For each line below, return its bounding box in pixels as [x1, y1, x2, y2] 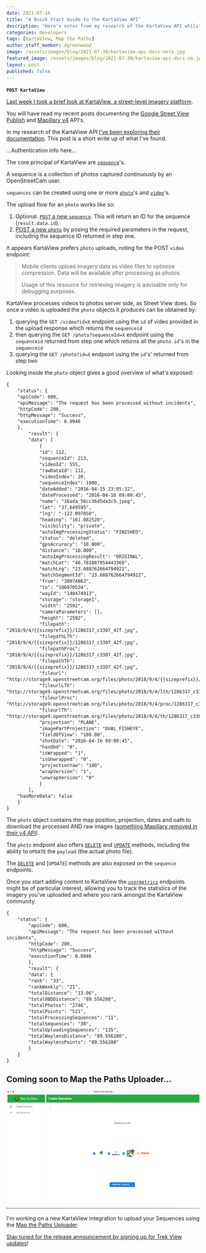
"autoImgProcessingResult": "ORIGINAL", [39, 553, 144, 560]
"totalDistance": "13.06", [28, 990, 97, 996]
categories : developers [6, 29, 67, 36]
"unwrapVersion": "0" [39, 775, 95, 781]
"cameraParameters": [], [39, 609, 103, 615]
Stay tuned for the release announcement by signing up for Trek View [6, 1233, 182, 1240]
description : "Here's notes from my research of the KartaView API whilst [6, 23, 202, 29]
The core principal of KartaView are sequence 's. [6, 158, 126, 166]
